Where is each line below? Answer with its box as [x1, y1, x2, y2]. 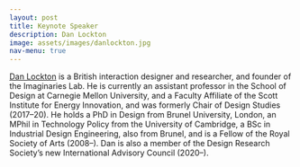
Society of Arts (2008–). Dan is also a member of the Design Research [9, 138, 270, 149]
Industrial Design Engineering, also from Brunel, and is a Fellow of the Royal [9, 128, 290, 139]
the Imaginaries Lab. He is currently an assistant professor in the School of [9, 81, 286, 92]
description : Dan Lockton [9, 30, 106, 39]
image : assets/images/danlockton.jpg [9, 38, 151, 48]
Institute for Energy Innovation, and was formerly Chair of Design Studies [9, 100, 281, 110]
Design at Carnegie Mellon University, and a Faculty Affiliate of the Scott [9, 91, 278, 101]
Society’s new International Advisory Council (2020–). [9, 147, 209, 158]
